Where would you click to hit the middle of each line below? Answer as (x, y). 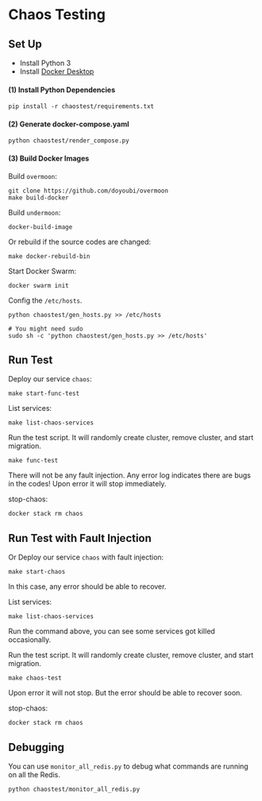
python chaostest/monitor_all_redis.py (74, 789)
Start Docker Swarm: (42, 271)
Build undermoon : (35, 212)
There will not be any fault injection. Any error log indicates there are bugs (130, 475)
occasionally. (30, 640)
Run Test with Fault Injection (80, 538)
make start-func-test (44, 394)
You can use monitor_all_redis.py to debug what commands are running (128, 766)
